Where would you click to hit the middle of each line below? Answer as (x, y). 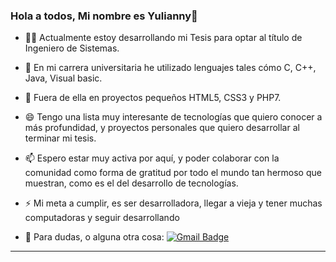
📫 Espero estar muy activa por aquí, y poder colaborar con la (152, 158)
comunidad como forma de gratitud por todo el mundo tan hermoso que (173, 173)
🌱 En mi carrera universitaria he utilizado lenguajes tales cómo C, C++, (170, 68)
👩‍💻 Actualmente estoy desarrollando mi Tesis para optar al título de (163, 38)
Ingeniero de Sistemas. (72, 48)
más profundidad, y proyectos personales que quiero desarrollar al (162, 128)
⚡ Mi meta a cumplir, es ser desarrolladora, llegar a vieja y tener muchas (173, 203)
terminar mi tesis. (60, 138)
